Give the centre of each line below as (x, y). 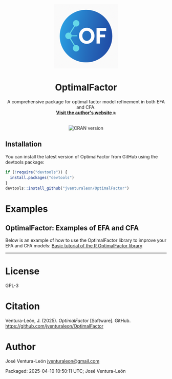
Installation (24, 144)
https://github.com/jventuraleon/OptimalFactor (55, 326)
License (23, 271)
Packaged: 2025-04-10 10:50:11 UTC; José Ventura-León (66, 371)
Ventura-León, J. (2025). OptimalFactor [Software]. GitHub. (68, 321)
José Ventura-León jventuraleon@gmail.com (52, 361)
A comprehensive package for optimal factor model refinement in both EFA (86, 101)
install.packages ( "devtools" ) (42, 177)
